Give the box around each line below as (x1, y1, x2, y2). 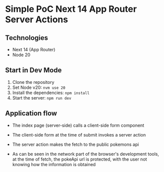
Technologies (5, 34, 49, 42)
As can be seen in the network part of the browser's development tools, (12, 151, 160, 157)
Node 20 (12, 52, 31, 58)
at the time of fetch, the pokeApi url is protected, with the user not (12, 156, 147, 162)
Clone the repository (12, 79, 55, 85)
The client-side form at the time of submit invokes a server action (12, 132, 146, 138)
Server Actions (5, 14, 68, 25)
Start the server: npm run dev (12, 95, 72, 101)
